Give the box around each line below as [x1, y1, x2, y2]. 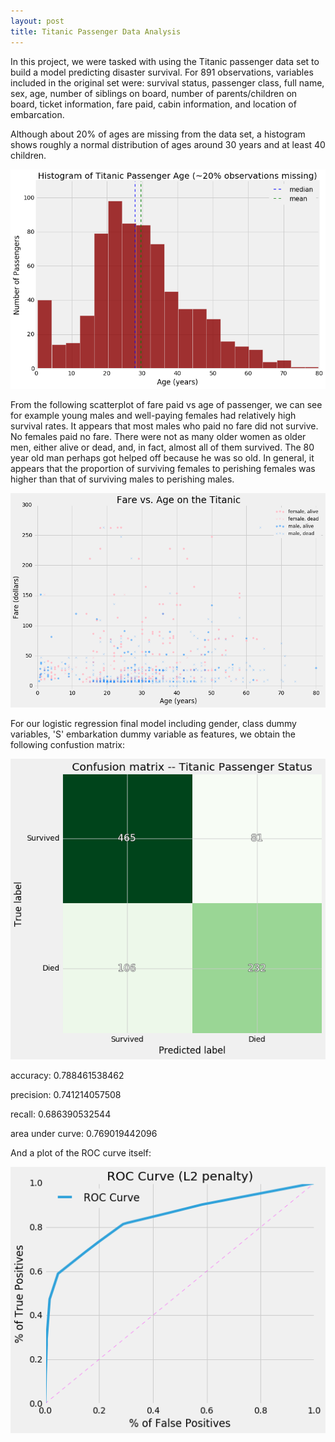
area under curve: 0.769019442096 [10, 1128, 158, 1140]
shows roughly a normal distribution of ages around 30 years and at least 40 [10, 138, 326, 150]
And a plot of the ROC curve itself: [10, 1147, 152, 1159]
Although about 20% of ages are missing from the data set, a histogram [10, 128, 306, 140]
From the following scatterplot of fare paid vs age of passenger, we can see [10, 399, 323, 411]
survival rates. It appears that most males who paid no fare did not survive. [10, 420, 319, 432]
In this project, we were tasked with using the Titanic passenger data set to [10, 55, 320, 67]
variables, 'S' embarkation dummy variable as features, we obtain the [10, 728, 297, 740]
